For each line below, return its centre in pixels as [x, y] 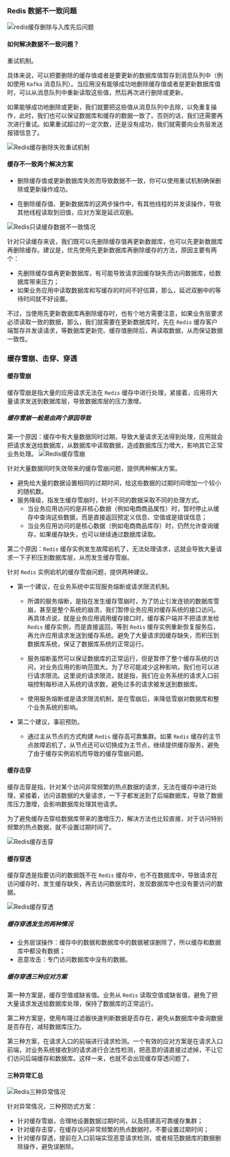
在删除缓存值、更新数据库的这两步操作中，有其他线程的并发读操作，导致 [119, 203]
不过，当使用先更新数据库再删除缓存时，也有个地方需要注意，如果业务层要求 [115, 313]
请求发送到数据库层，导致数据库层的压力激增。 [79, 401]
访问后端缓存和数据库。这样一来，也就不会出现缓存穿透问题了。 [103, 1058]
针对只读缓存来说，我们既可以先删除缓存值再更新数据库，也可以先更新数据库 [115, 241]
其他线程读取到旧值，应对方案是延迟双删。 [77, 212]
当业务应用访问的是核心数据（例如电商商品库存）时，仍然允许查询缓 [123, 525]
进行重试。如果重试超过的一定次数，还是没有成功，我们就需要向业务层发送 [118, 124]
